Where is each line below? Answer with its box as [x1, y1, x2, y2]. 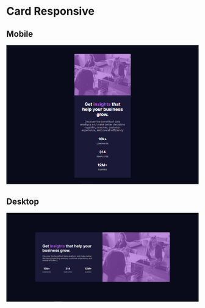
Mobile [6, 29, 34, 39]
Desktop [6, 196, 40, 206]
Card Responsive [6, 4, 95, 18]
